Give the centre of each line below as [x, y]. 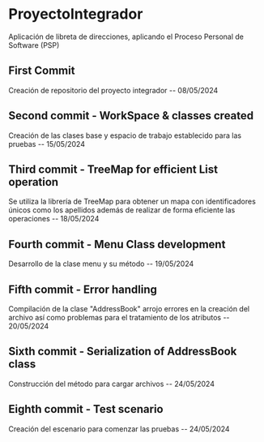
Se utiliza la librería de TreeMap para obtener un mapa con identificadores [132, 202]
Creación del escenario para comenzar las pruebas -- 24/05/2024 [119, 429]
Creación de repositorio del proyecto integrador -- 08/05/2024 [113, 90]
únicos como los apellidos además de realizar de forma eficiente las [122, 210]
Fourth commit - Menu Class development [117, 244]
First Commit [42, 71]
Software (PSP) [34, 45]
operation [34, 182]
